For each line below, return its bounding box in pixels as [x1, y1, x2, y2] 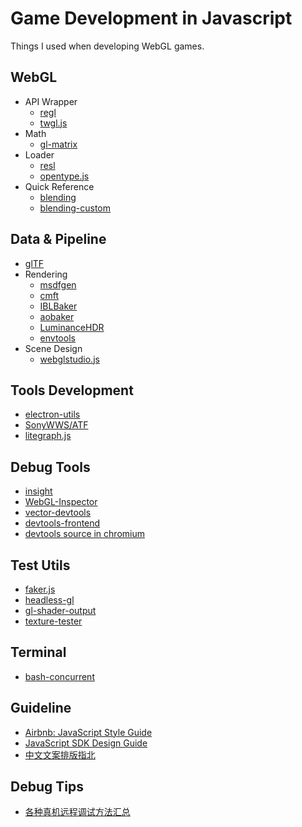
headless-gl [24, 594, 75, 606]
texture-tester [24, 615, 83, 627]
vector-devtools [24, 507, 92, 519]
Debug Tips [10, 778, 84, 796]
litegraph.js [24, 430, 72, 442]
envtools [39, 332, 76, 344]
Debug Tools [10, 458, 91, 476]
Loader [24, 148, 55, 161]
